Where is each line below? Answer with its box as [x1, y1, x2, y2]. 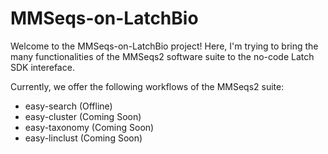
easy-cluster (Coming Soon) [24, 110, 142, 122]
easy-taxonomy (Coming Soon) [24, 121, 155, 133]
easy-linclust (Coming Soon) [24, 132, 143, 144]
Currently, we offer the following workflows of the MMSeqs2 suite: [10, 80, 285, 92]
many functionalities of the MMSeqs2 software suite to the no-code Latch [10, 50, 315, 62]
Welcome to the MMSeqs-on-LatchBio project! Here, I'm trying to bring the [10, 40, 319, 52]
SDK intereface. [10, 61, 75, 73]
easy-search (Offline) [24, 100, 113, 112]
